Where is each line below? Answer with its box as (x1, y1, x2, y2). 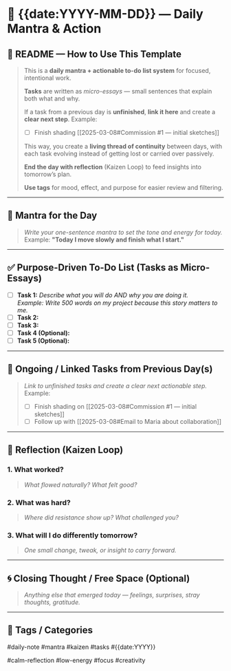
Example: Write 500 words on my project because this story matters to (16, 299, 218, 307)
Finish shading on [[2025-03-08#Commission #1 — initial (34, 402, 197, 410)
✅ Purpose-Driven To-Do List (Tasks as (7, 262, 179, 274)
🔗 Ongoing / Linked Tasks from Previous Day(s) (7, 363, 213, 375)
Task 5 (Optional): (16, 337, 70, 345)
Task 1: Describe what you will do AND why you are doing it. (16, 290, 189, 299)
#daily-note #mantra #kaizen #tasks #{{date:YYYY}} (7, 643, 156, 651)
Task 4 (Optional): (16, 328, 70, 337)
